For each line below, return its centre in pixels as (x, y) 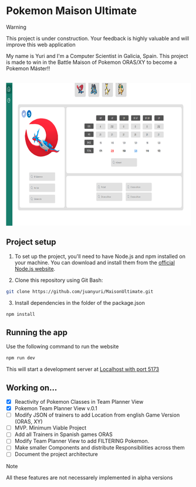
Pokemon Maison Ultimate (71, 11)
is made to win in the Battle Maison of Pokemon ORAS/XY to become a (92, 62)
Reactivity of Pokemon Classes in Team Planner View (79, 402)
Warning (16, 27)
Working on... (32, 388)
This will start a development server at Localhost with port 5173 (83, 369)
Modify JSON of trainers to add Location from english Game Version (97, 415)
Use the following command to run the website (62, 346)
